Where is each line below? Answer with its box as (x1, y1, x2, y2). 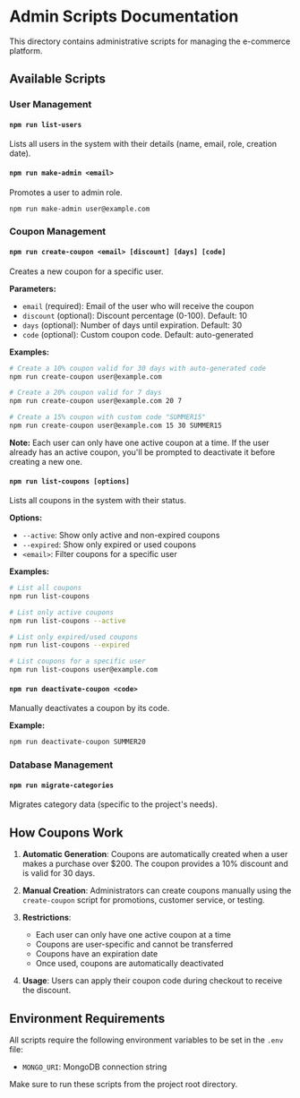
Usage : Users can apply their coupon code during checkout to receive (21, 975, 283, 986)
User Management (9, 99, 92, 111)
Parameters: (9, 283, 56, 294)
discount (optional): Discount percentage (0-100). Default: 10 (21, 310, 248, 321)
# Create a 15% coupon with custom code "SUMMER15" (9, 413, 206, 422)
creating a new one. (9, 456, 83, 467)
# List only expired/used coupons (9, 632, 139, 641)
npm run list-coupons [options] (9, 476, 130, 485)
